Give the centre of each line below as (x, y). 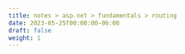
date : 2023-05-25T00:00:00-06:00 (64, 23)
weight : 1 (25, 38)
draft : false (30, 30)
